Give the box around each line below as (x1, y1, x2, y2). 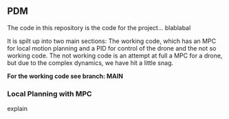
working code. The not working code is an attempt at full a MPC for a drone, (7, 51, 223, 59)
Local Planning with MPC (7, 89, 92, 98)
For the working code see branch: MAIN (7, 72, 124, 80)
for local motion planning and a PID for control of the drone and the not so (7, 44, 217, 52)
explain (7, 105, 28, 113)
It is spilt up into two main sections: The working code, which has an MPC (7, 37, 217, 45)
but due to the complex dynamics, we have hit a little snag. (7, 58, 174, 67)
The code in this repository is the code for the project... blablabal (7, 23, 191, 31)
